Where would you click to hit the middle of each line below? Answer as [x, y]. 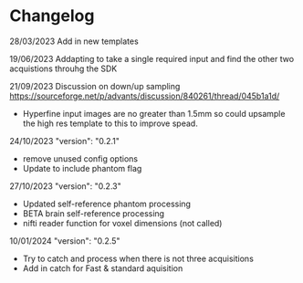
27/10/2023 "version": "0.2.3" [65, 186]
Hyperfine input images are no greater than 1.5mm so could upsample [154, 113]
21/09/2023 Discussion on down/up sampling [95, 86]
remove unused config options [80, 158]
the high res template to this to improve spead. [110, 123]
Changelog [52, 16]
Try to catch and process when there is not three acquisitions [138, 258]
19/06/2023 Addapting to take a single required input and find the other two [152, 58]
